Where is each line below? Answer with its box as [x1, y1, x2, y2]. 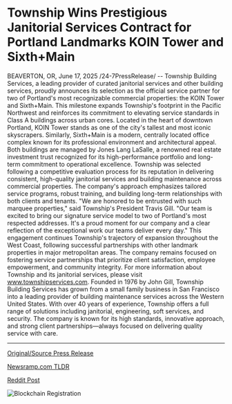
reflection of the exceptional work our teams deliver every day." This [7, 226, 202, 235]
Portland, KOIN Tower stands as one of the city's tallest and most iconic [7, 123, 212, 131]
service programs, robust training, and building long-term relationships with [7, 189, 222, 198]
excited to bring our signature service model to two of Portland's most [7, 211, 207, 219]
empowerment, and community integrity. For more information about [7, 263, 202, 271]
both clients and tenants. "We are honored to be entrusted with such [7, 196, 202, 205]
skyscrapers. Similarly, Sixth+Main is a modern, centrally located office [7, 130, 209, 139]
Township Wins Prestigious [7, 5, 168, 21]
